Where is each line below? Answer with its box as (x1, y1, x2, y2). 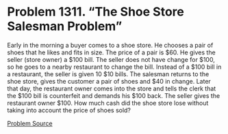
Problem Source (7, 119, 53, 127)
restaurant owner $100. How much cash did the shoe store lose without (7, 99, 209, 107)
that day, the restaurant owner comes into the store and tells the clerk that (7, 84, 216, 93)
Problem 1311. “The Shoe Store (7, 4, 185, 20)
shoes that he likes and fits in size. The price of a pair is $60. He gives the (7, 48, 216, 56)
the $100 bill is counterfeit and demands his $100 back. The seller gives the (7, 91, 220, 99)
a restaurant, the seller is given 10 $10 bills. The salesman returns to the (7, 69, 210, 78)
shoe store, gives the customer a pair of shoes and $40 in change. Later (7, 77, 211, 85)
